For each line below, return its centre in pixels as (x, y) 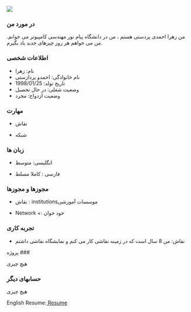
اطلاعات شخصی (27, 58)
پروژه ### (18, 252)
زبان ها (15, 150)
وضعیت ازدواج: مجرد (38, 95)
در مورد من (21, 24)
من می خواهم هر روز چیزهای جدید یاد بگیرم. (55, 43)
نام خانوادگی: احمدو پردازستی (47, 77)
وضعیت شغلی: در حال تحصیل (47, 89)
